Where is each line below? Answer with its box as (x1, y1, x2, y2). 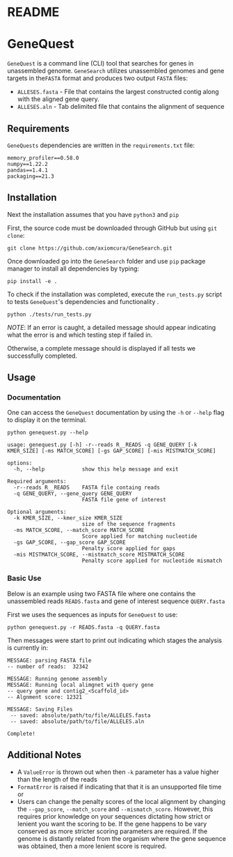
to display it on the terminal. (7, 416, 87, 424)
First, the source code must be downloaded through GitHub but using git (7, 224, 218, 232)
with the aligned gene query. (17, 95, 99, 103)
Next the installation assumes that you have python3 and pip (7, 210, 179, 218)
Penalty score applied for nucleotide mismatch (81, 557, 223, 565)
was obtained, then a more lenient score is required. (17, 842, 167, 850)
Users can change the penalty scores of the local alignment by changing (17, 797, 226, 805)
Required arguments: (7, 478, 67, 485)
